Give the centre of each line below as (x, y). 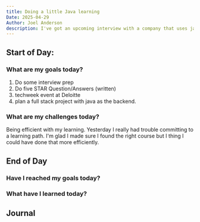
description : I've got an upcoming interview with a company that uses (97, 28)
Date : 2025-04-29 (28, 17)
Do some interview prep (44, 82)
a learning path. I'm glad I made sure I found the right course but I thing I (95, 136)
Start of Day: (30, 52)
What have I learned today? (47, 194)
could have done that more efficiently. (53, 142)
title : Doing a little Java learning (53, 12)
